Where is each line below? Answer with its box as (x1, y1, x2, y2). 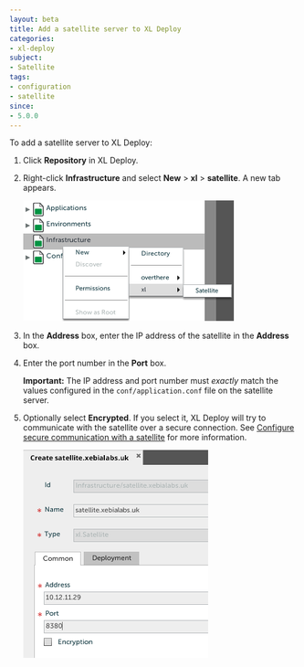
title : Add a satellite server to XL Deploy (9, 24, 182, 34)
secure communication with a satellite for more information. (22, 432, 247, 443)
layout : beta (9, 15, 59, 24)
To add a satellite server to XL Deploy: (9, 137, 153, 148)
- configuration (9, 82, 71, 91)
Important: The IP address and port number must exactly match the (22, 376, 278, 386)
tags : (9, 73, 30, 82)
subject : (9, 53, 43, 63)
